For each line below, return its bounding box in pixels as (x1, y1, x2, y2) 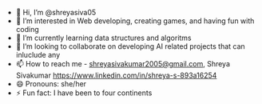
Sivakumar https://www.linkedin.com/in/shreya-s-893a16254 (15, 70, 217, 80)
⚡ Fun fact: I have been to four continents (15, 88, 153, 98)
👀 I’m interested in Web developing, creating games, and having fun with (15, 16, 255, 26)
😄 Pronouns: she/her (15, 79, 86, 88)
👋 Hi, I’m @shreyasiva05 (15, 8, 97, 17)
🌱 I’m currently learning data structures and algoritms (15, 33, 192, 42)
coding (15, 25, 40, 34)
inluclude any (15, 50, 61, 59)
